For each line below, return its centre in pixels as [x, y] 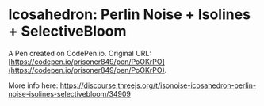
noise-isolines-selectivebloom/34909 [70, 93]
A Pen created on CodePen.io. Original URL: [80, 53]
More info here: [33, 85]
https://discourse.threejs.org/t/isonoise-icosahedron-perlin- [158, 85]
